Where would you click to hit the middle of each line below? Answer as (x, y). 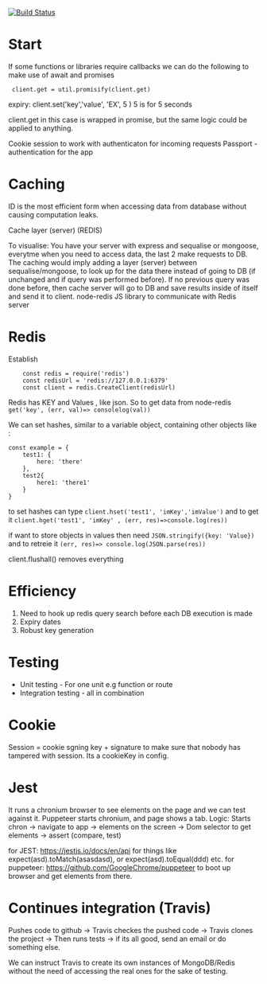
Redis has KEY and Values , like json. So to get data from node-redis (120, 402)
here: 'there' (60, 462)
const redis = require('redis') (76, 373)
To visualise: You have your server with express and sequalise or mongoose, (133, 245)
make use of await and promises (62, 75)
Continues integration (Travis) (110, 908)
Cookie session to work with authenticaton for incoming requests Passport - (133, 143)
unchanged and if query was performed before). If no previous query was (129, 279)
